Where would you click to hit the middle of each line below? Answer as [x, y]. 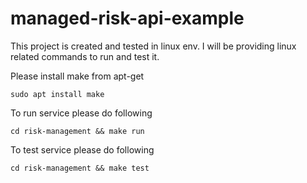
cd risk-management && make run [77, 131]
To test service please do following [82, 149]
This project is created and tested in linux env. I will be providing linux [153, 46]
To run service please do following [81, 113]
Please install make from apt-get [77, 76]
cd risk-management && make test [80, 168]
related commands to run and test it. [85, 56]
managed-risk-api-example [127, 18]
